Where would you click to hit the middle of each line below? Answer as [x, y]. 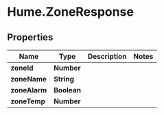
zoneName [28, 79]
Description [107, 56]
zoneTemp [28, 101]
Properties [30, 37]
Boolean [67, 90]
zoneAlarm [29, 90]
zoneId [22, 68]
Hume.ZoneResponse [70, 12]
